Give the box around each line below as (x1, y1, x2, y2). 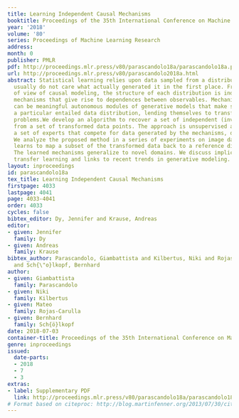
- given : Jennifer (7, 228, 62, 235)
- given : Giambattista (7, 274, 75, 282)
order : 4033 (7, 202, 43, 210)
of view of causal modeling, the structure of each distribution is (14, 90, 221, 97)
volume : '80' (7, 30, 46, 38)
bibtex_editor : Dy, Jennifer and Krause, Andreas (7, 215, 158, 223)
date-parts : (14, 354, 50, 361)
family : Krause (14, 248, 59, 256)
